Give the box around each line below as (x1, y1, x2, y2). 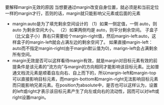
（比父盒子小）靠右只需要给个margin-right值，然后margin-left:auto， (12, 33, 152, 39)
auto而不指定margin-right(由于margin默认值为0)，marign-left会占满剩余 (12, 46, 158, 51)
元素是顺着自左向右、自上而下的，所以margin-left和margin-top (29, 70, 156, 76)
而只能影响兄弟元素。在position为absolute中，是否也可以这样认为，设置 (12, 82, 158, 88)
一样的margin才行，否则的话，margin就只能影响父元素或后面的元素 (5, 10, 141, 16)
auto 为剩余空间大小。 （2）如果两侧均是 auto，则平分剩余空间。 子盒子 (12, 27, 159, 33)
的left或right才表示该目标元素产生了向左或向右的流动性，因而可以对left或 (12, 88, 160, 94)
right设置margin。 (12, 95, 49, 100)
